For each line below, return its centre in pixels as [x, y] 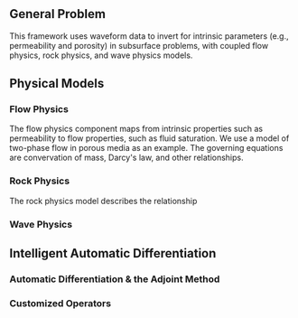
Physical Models [57, 84]
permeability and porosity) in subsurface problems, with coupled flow [139, 45]
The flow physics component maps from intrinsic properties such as [136, 129]
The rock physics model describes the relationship [103, 201]
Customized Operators [60, 303]
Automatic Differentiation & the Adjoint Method [115, 279]
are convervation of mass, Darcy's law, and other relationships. [126, 158]
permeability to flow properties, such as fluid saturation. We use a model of [149, 138]
